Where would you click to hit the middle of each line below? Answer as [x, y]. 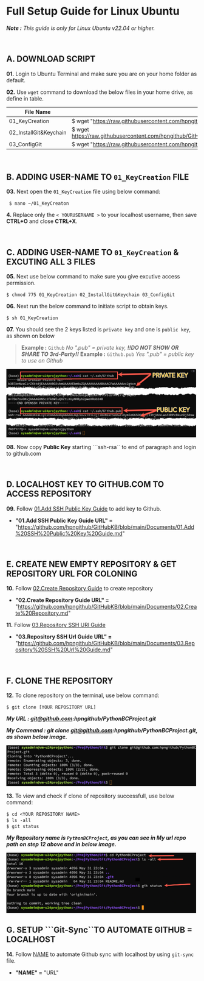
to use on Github [42, 361]
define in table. [25, 98]
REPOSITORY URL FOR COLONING [72, 574]
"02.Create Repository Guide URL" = [62, 600]
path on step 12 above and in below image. [61, 845]
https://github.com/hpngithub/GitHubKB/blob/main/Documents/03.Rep [107, 643]
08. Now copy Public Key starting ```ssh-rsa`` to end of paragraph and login [101, 447]
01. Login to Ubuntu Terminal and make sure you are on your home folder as [102, 74]
